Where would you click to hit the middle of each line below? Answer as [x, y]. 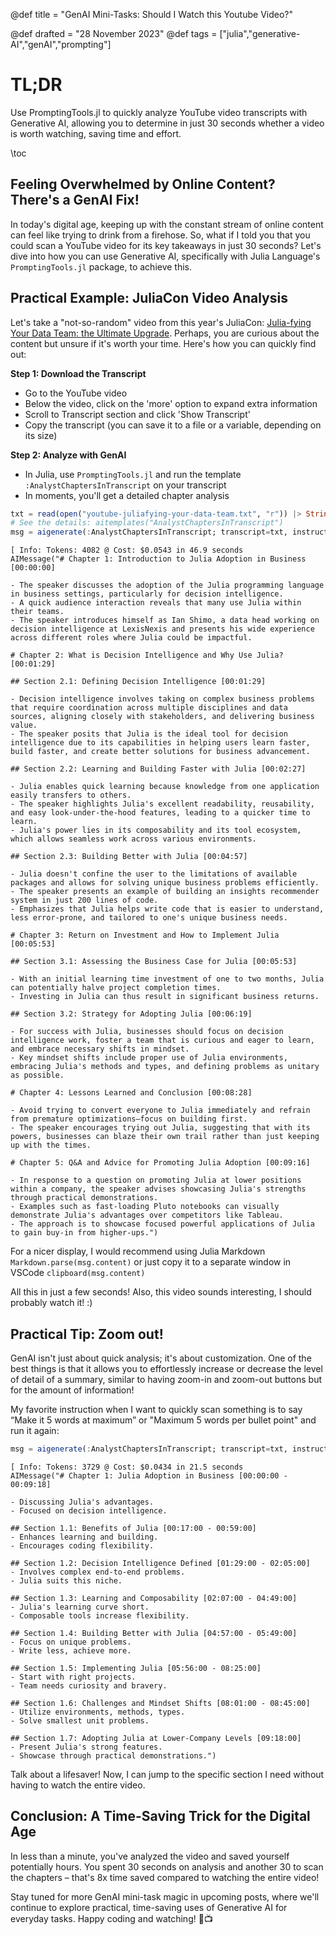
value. [24, 725]
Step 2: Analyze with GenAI [68, 455]
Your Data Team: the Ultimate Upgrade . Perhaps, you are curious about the [165, 333]
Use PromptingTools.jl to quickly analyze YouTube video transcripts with [159, 112]
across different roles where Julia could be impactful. [131, 638]
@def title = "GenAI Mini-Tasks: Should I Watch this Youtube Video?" [151, 14]
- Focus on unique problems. [71, 1642]
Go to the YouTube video [76, 393]
